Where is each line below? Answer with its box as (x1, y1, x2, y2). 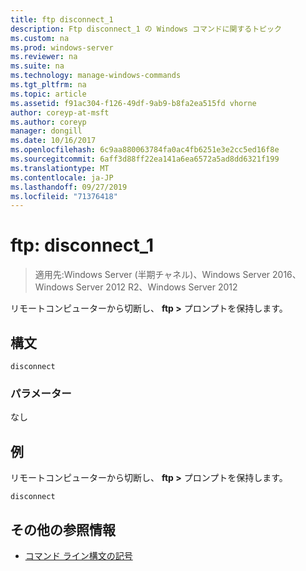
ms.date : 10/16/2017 (10, 136, 97, 146)
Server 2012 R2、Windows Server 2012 (75, 281, 238, 293)
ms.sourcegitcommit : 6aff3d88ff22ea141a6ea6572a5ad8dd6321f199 (10, 154, 280, 164)
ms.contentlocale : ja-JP (10, 172, 114, 183)
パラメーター (10, 386, 72, 400)
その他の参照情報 (10, 521, 116, 538)
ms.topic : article (10, 89, 87, 99)
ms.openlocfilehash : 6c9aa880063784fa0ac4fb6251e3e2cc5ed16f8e (10, 145, 280, 155)
